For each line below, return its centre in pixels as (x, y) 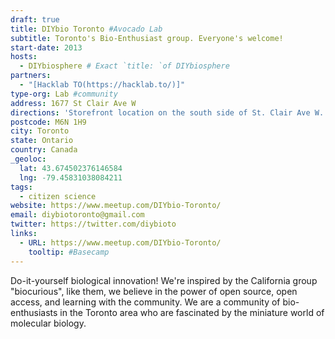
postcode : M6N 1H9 (48, 122)
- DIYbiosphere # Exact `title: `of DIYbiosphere (124, 66)
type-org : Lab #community (64, 94)
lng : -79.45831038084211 (71, 177)
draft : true (35, 19)
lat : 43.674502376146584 (71, 168)
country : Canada (44, 150)
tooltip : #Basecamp (69, 252)
